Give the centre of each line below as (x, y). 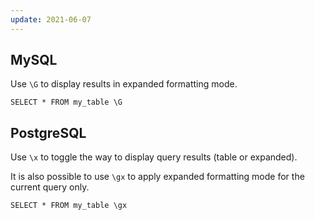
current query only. (50, 187)
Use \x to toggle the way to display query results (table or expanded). (154, 157)
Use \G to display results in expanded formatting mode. (124, 84)
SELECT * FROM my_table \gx (69, 206)
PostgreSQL (48, 132)
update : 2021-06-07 (51, 19)
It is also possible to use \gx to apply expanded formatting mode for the (157, 177)
